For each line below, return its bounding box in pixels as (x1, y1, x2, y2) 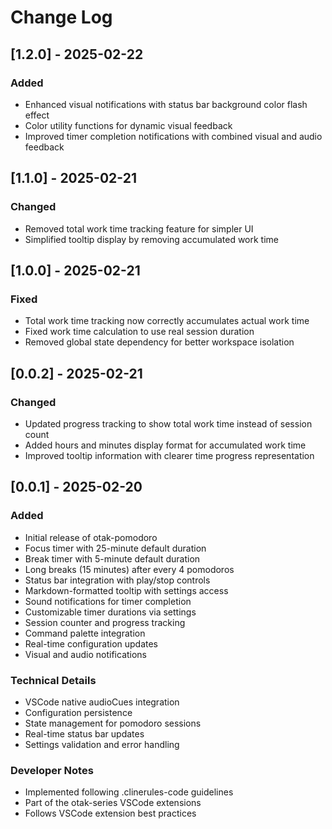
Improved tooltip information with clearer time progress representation (24, 449, 315, 461)
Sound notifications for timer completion (24, 595, 192, 607)
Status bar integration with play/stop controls (24, 574, 211, 586)
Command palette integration (24, 627, 146, 639)
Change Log (10, 6, 113, 29)
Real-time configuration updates (24, 637, 159, 650)
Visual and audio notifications (24, 648, 148, 660)
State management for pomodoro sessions (24, 717, 202, 729)
